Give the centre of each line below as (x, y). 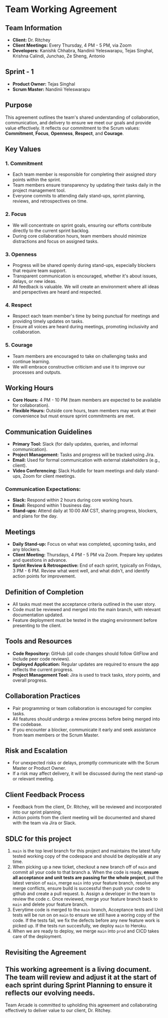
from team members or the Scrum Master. (56, 735)
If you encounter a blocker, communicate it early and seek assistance (84, 730)
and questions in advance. (40, 560)
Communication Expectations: (43, 489)
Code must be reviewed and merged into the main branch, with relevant (87, 610)
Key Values (23, 149)
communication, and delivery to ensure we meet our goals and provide (78, 122)
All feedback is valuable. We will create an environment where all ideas (86, 286)
